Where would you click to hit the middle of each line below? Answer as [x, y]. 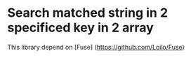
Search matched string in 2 [88, 13]
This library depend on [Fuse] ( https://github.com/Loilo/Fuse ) [96, 47]
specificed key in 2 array [81, 28]
